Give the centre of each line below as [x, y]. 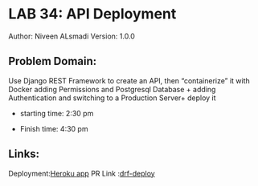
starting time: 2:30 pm [57, 113]
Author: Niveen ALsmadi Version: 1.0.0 [72, 36]
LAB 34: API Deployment [92, 14]
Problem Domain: [53, 61]
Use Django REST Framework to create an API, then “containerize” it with [129, 80]
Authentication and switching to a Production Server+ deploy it [112, 98]
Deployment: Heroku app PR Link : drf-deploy [82, 173]
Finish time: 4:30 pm [54, 128]
